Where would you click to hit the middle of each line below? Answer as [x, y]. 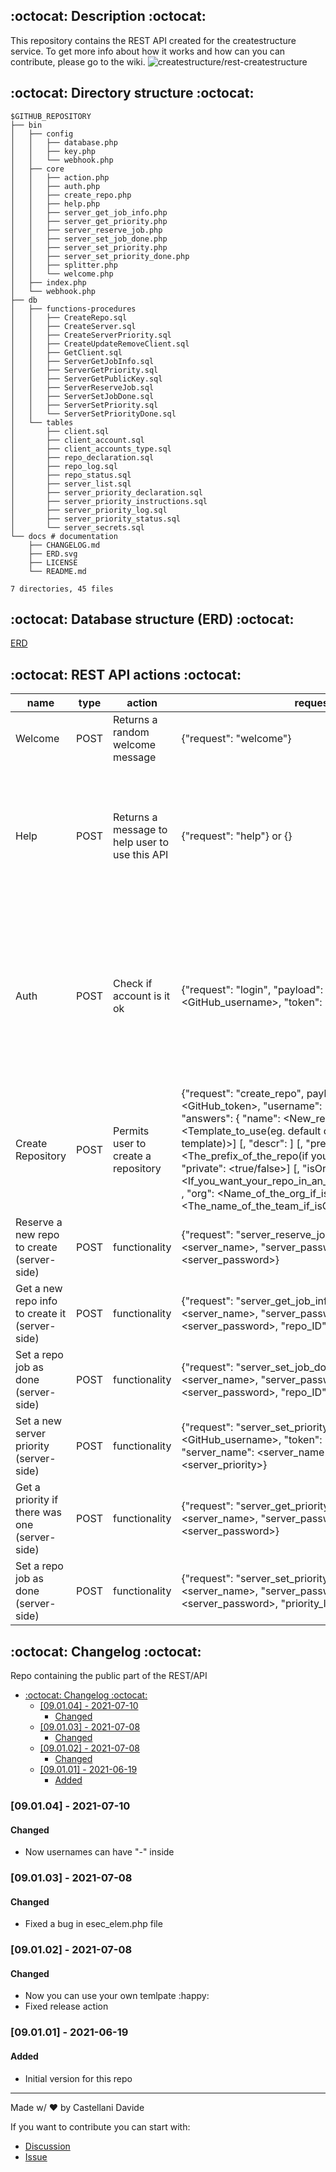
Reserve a [39, 1222]
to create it [41, 1314]
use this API [141, 855]
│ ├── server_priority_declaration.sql [106, 492]
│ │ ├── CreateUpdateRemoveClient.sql [100, 344]
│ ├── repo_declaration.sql [82, 457]
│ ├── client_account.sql [77, 440]
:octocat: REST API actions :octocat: [126, 674]
